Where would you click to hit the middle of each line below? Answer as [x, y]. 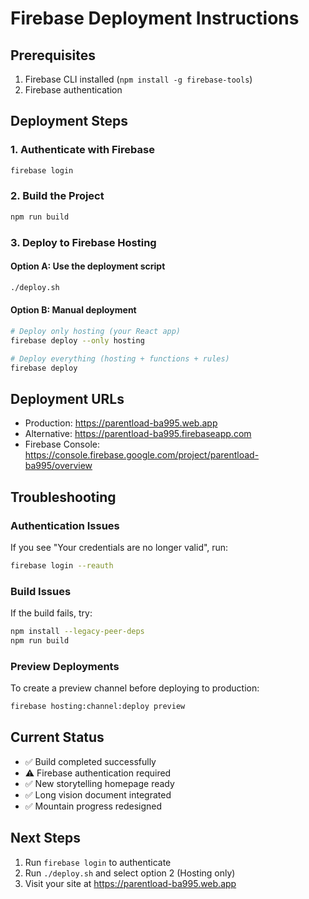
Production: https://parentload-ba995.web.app [121, 423]
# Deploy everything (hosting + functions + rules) [120, 358]
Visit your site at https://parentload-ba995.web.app [130, 883]
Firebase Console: [62, 444]
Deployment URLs [67, 398]
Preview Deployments [65, 666]
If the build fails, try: [51, 613]
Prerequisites [53, 55]
